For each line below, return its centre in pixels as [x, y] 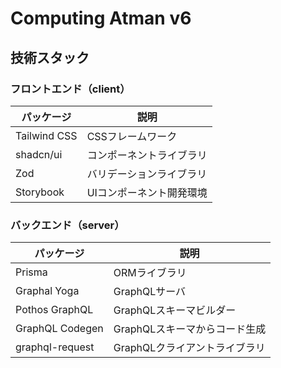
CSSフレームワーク [132, 136]
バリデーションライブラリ [147, 174]
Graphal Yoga [47, 291]
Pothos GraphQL [54, 310]
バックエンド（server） [67, 225]
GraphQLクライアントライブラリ [189, 348]
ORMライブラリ [150, 273]
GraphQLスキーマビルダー [175, 310]
